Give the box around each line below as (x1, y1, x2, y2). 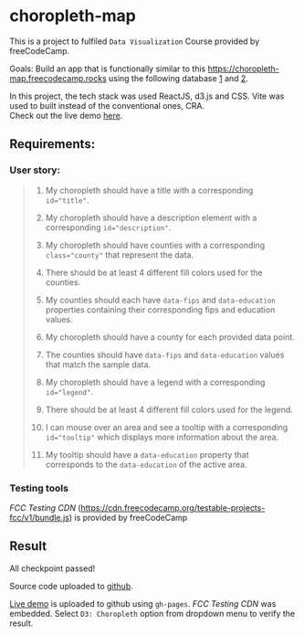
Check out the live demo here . (9, 110, 123, 121)
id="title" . (45, 194, 89, 206)
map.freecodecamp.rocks (9, 72, 107, 83)
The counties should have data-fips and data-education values (45, 349, 285, 360)
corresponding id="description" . (45, 221, 172, 233)
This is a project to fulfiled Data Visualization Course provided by (9, 36, 260, 47)
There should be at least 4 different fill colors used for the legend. (45, 404, 294, 415)
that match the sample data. (45, 358, 152, 370)
